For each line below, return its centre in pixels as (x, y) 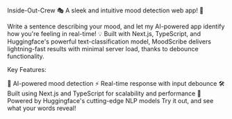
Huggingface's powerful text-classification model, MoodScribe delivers (109, 42)
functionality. (26, 56)
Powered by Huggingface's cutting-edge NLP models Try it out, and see (110, 101)
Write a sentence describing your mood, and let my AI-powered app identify (116, 26)
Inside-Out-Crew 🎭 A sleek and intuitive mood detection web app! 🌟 (106, 10)
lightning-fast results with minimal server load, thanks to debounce (103, 49)
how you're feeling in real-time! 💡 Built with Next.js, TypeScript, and (104, 34)
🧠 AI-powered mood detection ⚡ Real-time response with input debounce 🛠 (116, 83)
